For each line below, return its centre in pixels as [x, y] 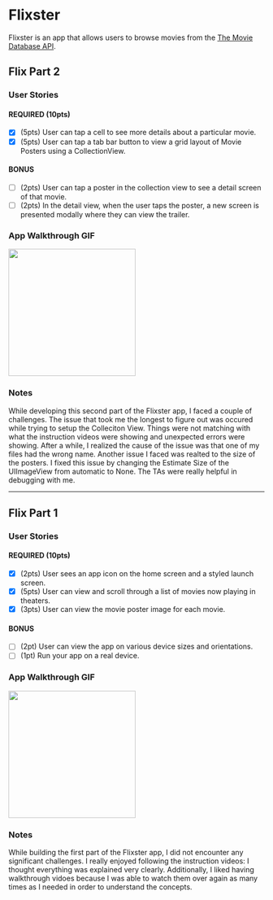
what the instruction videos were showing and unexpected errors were [127, 436]
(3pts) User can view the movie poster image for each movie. [123, 609]
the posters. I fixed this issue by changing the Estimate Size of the [119, 462]
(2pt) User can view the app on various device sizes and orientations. [136, 647]
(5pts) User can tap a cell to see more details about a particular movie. [138, 133]
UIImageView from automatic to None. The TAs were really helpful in [123, 471]
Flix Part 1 [33, 513]
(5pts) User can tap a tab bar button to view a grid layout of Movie [131, 142]
